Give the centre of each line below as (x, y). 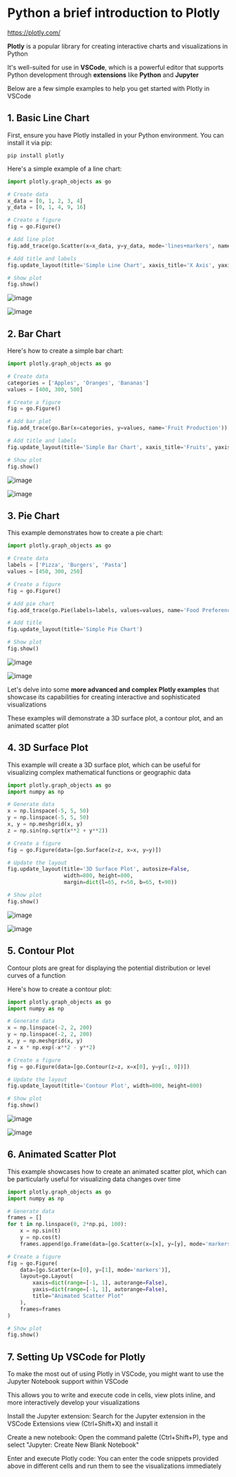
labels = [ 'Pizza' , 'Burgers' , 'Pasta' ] (67, 565)
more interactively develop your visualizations (74, 1403)
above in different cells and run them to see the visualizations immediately (114, 1466)
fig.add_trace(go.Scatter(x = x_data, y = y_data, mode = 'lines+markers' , (111, 246)
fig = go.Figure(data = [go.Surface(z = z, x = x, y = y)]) (84, 850)
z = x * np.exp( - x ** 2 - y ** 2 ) (52, 1047)
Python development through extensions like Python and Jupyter (103, 75)
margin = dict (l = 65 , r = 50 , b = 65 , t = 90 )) (120, 883)
